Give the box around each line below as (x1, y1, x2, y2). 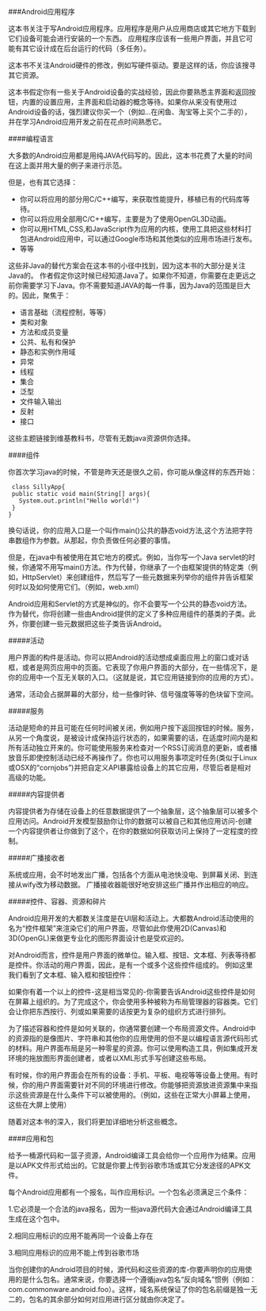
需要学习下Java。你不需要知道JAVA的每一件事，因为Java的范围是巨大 (21, 281, 251, 290)
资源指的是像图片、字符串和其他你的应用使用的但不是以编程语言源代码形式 (14, 1034, 258, 1043)
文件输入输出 (19, 397, 62, 406)
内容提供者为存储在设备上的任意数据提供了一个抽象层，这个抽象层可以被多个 (8, 806, 258, 816)
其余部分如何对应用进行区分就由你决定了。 (49, 1294, 188, 1304)
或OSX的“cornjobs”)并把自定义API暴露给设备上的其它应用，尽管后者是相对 (8, 763, 252, 772)
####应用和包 (8, 1134, 54, 1143)
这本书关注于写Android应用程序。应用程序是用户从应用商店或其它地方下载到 (8, 24, 256, 33)
